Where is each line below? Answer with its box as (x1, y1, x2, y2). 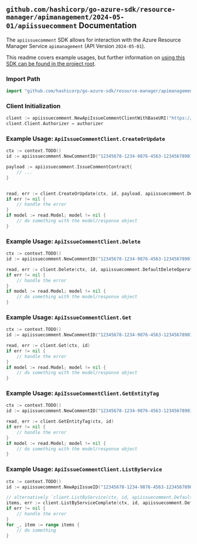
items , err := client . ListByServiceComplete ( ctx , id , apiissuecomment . (6, 500, 185, 506)
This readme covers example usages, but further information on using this (6, 53, 185, 61)
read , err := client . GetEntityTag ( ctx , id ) (6, 418, 114, 425)
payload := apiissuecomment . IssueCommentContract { (6, 164, 133, 170)
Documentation (79, 21, 137, 31)
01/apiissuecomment (6, 22, 77, 31)
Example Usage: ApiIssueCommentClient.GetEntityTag (6, 389, 159, 397)
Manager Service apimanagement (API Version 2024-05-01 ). (6, 42, 145, 49)
